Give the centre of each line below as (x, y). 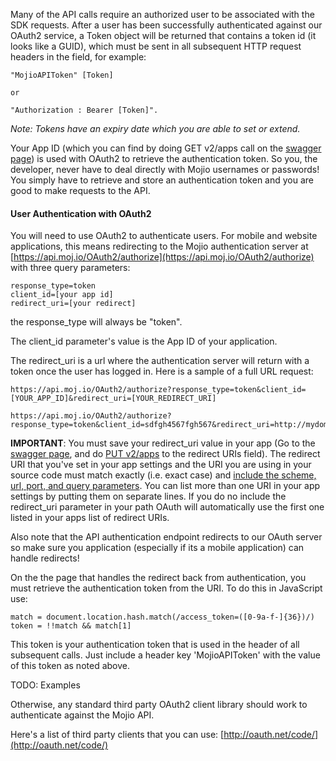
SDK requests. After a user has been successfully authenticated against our (166, 25)
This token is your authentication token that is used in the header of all (155, 645)
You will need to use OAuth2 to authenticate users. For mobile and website (164, 236)
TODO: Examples (45, 685)
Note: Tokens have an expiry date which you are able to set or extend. (155, 128)
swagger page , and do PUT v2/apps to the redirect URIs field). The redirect (165, 454)
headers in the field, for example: (78, 57)
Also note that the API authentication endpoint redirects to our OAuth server (166, 537)
